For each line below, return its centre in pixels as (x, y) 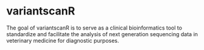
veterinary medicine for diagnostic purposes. (63, 40)
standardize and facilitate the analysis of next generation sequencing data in (102, 34)
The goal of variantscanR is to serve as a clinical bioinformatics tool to (94, 28)
